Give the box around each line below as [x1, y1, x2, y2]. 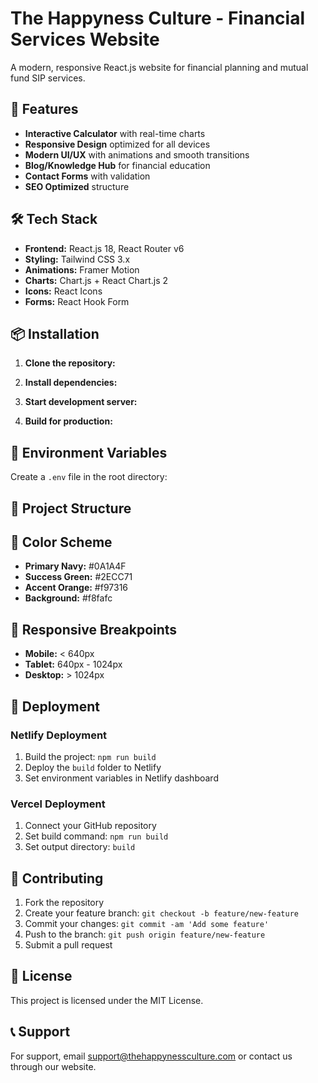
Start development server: [24, 396, 138, 408]
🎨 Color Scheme [10, 533, 113, 551]
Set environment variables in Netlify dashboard [24, 772, 219, 784]
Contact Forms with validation [24, 170, 151, 182]
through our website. [10, 1060, 97, 1072]
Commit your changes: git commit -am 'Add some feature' [24, 918, 270, 929]
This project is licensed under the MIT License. [10, 994, 204, 1006]
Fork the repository [24, 897, 105, 908]
